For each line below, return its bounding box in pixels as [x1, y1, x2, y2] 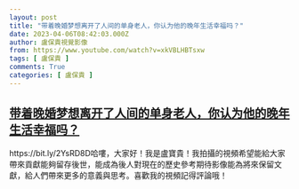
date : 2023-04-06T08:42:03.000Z [9, 29, 129, 38]
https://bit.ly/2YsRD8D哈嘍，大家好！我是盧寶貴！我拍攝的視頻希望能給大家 [9, 147, 287, 158]
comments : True [9, 63, 66, 72]
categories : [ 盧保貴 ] [9, 71, 93, 80]
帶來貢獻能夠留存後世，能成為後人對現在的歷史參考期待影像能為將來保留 [9, 159, 274, 169]
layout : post [9, 12, 58, 22]
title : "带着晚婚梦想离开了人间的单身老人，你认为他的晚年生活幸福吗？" [9, 21, 245, 30]
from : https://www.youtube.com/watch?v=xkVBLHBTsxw [9, 46, 205, 55]
